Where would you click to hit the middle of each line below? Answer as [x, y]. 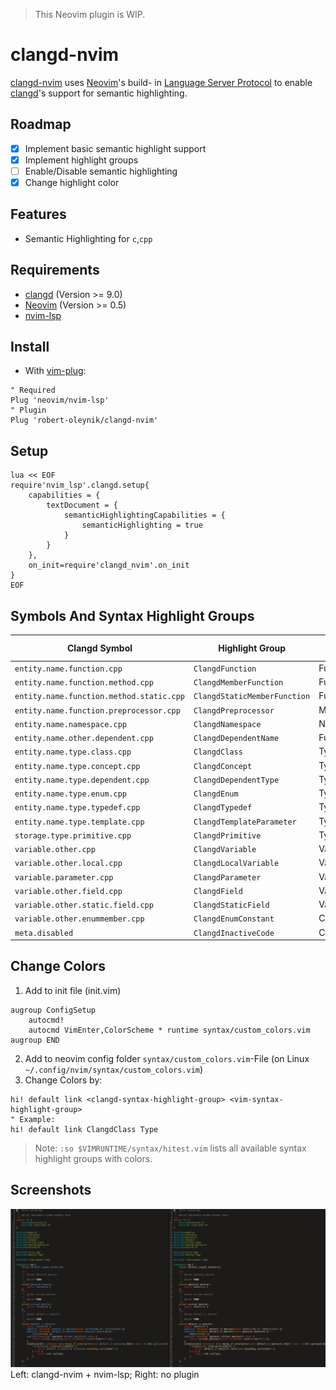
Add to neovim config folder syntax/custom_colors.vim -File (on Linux [167, 1058]
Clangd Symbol [100, 648]
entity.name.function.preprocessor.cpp [97, 710]
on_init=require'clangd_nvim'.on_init [109, 565]
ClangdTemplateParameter [245, 822]
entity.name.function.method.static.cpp [100, 697]
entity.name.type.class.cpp [73, 752]
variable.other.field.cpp [68, 891]
